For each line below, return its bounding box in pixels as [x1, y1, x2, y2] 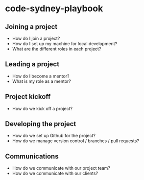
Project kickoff [5, 93, 51, 101]
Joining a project [5, 23, 58, 31]
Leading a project [5, 60, 60, 69]
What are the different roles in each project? [12, 46, 101, 51]
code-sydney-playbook [5, 3, 103, 14]
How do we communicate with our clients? [12, 170, 98, 177]
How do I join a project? [12, 35, 60, 41]
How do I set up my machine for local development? [12, 41, 118, 47]
